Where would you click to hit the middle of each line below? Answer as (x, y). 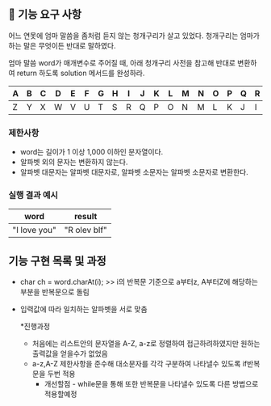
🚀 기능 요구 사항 (45, 15)
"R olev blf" (85, 230)
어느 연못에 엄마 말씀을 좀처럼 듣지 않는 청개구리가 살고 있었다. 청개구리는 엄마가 (134, 36)
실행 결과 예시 (33, 195)
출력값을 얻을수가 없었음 (70, 353)
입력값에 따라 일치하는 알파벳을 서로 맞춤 (83, 309)
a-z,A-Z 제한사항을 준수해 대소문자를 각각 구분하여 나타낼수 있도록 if (140, 364)
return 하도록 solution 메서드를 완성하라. (81, 73)
